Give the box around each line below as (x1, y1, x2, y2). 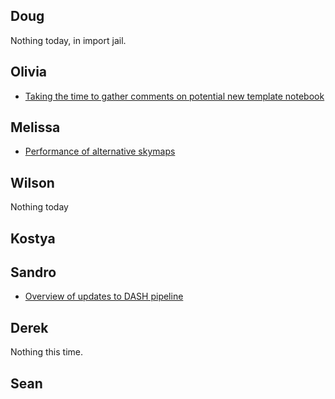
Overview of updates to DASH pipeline (24, 290, 184, 303)
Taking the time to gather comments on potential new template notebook (24, 90, 325, 102)
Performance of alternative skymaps (24, 145, 176, 158)
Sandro (10, 264, 57, 281)
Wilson (10, 174, 55, 191)
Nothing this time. (10, 346, 83, 358)
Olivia (10, 64, 48, 81)
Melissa (10, 119, 61, 136)
